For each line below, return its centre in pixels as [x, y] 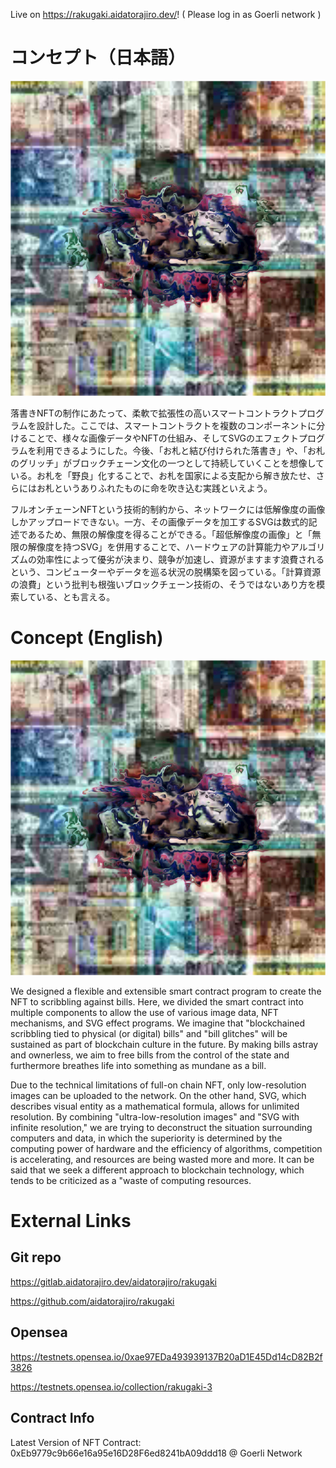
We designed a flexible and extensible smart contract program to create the [166, 991]
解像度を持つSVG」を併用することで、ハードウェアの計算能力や [159, 546]
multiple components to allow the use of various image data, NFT [144, 1012]
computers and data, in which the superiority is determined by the [146, 1138]
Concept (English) [87, 638]
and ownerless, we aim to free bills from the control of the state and [150, 1055]
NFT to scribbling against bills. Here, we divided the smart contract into [157, 1001]
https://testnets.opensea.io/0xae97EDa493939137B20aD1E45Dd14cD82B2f [166, 1356]
